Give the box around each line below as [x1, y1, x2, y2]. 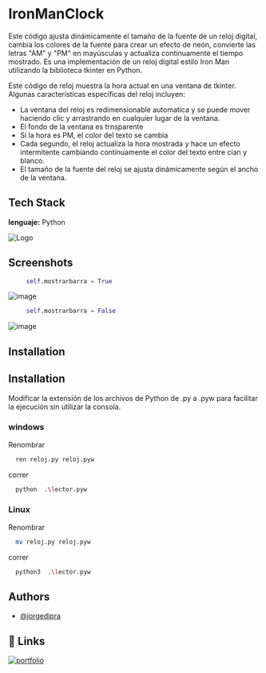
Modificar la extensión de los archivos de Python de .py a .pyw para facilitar [8, 393, 258, 403]
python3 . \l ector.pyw [15, 567, 91, 576]
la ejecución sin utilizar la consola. [8, 402, 121, 411]
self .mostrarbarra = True [26, 277, 113, 285]
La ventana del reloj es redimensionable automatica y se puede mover [19, 105, 251, 114]
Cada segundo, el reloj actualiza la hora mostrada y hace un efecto [19, 138, 241, 148]
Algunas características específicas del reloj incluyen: [8, 89, 185, 98]
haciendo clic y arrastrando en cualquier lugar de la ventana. [19, 113, 220, 122]
